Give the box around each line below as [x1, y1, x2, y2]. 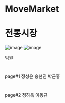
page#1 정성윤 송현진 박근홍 [5, 73, 60, 79]
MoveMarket [5, 3, 59, 15]
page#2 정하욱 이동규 [5, 92, 48, 98]
